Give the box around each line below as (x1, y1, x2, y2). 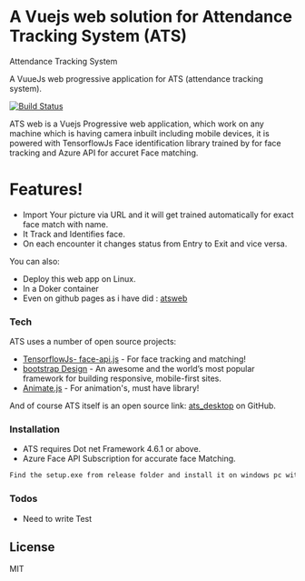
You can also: (9, 255, 61, 266)
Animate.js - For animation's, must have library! (22, 383, 200, 394)
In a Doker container (22, 283, 100, 294)
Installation (9, 423, 61, 436)
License (9, 539, 55, 556)
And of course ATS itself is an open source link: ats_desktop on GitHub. (9, 400, 277, 411)
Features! (9, 179, 84, 200)
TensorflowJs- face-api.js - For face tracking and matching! (22, 354, 247, 365)
